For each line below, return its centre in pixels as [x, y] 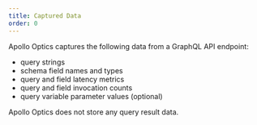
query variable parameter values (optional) [92, 96]
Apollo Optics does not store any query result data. [94, 112]
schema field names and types [71, 70]
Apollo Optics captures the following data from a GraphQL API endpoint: [128, 46]
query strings [43, 62]
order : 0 [23, 23]
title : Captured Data [45, 16]
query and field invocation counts [76, 87]
